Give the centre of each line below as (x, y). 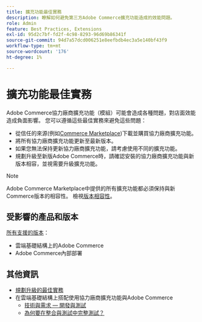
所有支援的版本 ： (28, 233)
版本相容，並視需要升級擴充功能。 (58, 163)
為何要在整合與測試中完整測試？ (64, 313)
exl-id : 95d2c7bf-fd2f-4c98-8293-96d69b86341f (66, 35)
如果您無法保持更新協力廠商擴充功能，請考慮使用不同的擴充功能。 (98, 148)
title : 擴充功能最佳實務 (34, 12)
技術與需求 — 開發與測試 (55, 306)
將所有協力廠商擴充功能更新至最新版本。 (66, 141)
